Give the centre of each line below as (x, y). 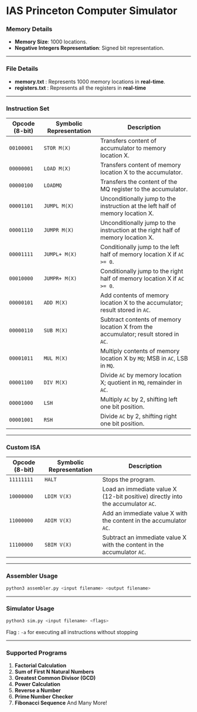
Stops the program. (129, 480)
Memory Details (29, 29)
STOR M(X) (57, 148)
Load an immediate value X (140, 489)
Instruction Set (28, 108)
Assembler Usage (32, 576)
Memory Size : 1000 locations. (51, 42)
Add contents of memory (134, 295)
